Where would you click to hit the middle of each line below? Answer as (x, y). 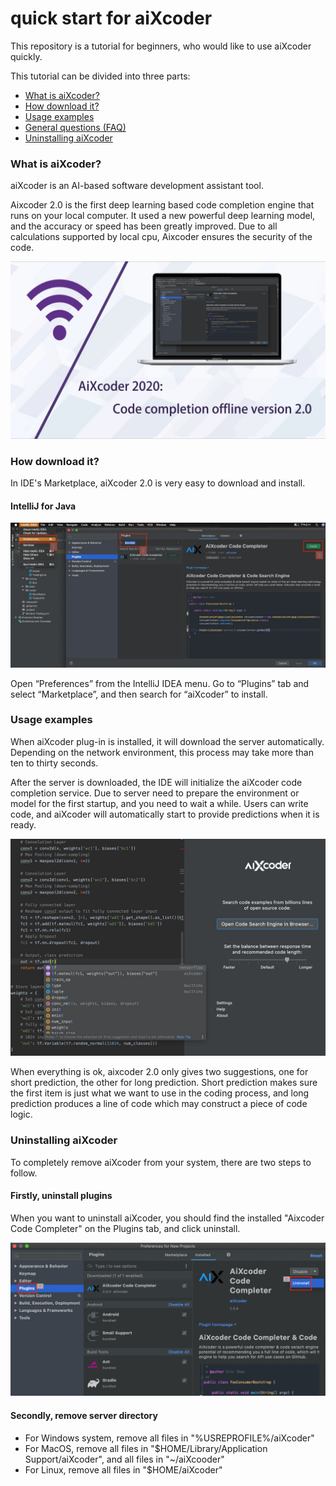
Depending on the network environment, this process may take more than (162, 752)
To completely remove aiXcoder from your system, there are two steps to (161, 1162)
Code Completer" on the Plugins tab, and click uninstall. (125, 1228)
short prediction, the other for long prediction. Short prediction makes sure (164, 1083)
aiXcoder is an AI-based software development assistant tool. (137, 186)
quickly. (26, 56)
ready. (23, 824)
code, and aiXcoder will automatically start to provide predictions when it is (165, 814)
